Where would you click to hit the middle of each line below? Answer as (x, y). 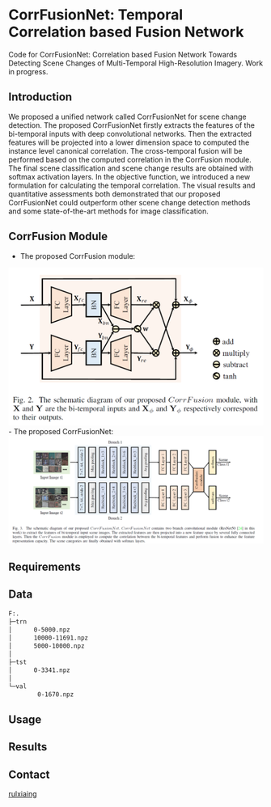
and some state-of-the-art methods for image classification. (108, 211)
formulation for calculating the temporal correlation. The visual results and (132, 185)
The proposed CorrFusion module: (78, 256)
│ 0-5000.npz (39, 630)
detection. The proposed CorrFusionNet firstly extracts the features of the (131, 125)
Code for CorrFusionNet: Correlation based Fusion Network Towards (123, 54)
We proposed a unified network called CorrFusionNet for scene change (127, 116)
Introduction (40, 97)
